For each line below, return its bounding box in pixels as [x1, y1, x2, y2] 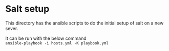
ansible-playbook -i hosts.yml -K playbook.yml [5, 40, 109, 46]
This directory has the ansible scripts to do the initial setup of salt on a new [5, 20, 164, 26]
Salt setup [5, 3, 50, 15]
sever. [5, 25, 18, 31]
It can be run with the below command [5, 35, 87, 41]
